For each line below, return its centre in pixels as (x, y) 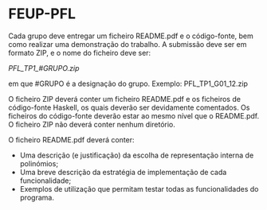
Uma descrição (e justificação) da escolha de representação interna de (137, 155)
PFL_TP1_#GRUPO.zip (44, 68)
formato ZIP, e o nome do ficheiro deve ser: (80, 52)
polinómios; (39, 163)
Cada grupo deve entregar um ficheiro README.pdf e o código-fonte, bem (131, 36)
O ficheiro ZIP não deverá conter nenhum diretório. (92, 124)
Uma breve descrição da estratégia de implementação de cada (123, 172)
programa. (37, 197)
